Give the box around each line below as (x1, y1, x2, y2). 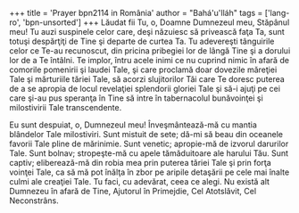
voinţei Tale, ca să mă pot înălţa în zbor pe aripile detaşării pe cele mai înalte (9, 167, 290, 177)
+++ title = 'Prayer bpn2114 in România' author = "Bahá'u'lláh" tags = (9, 8, 263, 18)
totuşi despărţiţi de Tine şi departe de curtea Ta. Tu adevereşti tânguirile (9, 36, 275, 46)
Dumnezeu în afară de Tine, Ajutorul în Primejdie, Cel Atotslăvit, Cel (9, 186, 257, 196)
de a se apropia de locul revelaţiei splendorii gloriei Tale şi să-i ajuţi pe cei (9, 84, 281, 94)
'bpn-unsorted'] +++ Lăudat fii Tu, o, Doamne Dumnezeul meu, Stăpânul (22, 17, 290, 28)
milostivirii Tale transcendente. (9, 102, 122, 112)
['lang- (264, 8, 290, 18)
